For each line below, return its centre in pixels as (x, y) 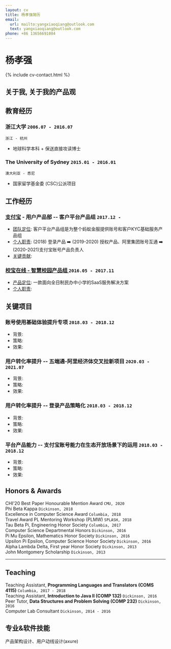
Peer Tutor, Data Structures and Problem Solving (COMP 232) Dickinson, (83, 601)
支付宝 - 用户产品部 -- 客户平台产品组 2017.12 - (63, 217)
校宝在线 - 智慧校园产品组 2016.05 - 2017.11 (60, 270)
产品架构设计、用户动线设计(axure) (42, 641)
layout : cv (17, 10)
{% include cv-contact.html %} (38, 75)
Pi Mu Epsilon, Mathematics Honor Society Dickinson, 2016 (68, 536)
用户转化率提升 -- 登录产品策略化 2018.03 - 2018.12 (69, 406)
